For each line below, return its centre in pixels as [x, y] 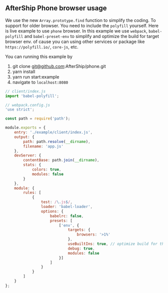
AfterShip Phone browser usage [56, 8]
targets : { [79, 230]
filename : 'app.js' [43, 146]
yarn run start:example [36, 76]
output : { [24, 137]
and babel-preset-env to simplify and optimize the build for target [91, 36]
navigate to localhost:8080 [40, 82]
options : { [52, 211]
